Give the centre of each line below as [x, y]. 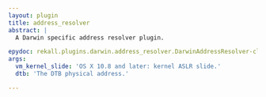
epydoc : [21, 52]
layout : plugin [33, 15]
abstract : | [28, 30]
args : [17, 59]
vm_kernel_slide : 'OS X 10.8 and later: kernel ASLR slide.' [118, 67]
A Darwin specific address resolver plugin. [90, 37]
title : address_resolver [49, 23]
